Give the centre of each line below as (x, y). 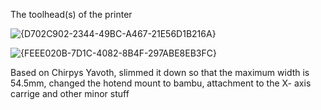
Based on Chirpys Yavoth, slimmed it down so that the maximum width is (160, 72)
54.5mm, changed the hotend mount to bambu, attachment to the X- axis (161, 83)
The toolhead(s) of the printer (71, 14)
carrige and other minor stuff (70, 93)
